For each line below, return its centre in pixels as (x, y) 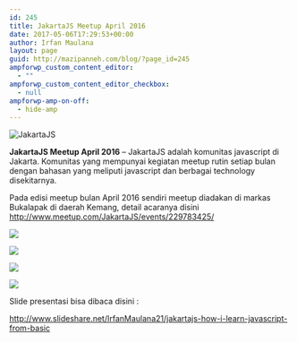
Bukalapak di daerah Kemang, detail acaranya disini (104, 208)
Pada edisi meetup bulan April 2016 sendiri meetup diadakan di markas (140, 198)
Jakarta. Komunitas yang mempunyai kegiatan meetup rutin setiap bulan (142, 161)
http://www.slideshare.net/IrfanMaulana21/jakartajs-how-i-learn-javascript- (148, 319)
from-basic (30, 329)
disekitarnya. (33, 181)
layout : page (34, 51)
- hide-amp (38, 109)
